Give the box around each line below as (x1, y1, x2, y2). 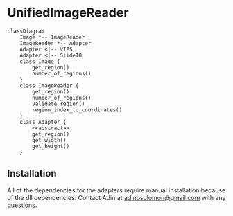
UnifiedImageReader (7, 5, 129, 21)
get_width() (32, 136, 67, 143)
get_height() (32, 143, 70, 150)
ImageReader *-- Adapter (19, 39, 92, 46)
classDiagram (7, 28, 45, 35)
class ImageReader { (19, 82, 79, 89)
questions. (7, 201, 37, 209)
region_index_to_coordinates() (32, 106, 123, 114)
